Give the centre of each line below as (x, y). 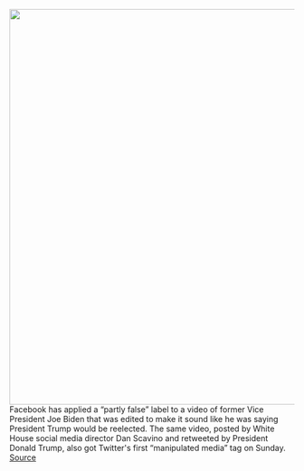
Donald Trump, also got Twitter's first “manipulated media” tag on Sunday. (148, 448)
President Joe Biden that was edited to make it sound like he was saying (144, 419)
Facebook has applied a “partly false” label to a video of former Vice (137, 410)
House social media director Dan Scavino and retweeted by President (139, 438)
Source (23, 457)
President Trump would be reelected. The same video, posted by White (142, 429)
